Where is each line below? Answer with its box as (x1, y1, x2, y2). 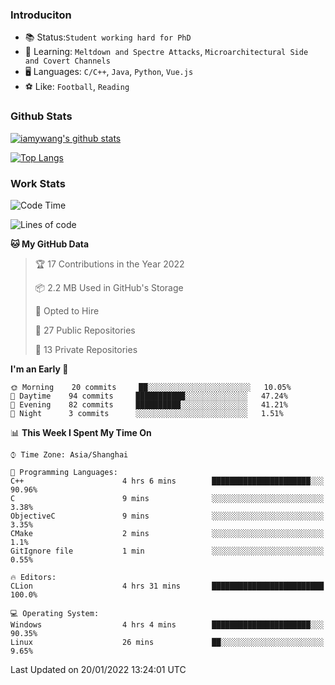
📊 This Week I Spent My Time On (10, 426, 152, 438)
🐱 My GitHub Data (10, 238, 90, 250)
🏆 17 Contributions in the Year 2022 (34, 258, 185, 270)
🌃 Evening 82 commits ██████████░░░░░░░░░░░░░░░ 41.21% (10, 399, 288, 410)
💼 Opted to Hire (34, 304, 100, 317)
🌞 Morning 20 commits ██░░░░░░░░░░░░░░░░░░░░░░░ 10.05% (10, 382, 292, 392)
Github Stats (10, 109, 73, 123)
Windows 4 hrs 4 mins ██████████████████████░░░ (10, 619, 325, 630)
